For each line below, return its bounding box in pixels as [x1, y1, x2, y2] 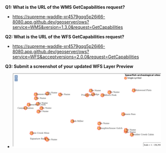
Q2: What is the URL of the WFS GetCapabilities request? [5, 34, 124, 39]
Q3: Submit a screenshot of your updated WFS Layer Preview [5, 64, 133, 69]
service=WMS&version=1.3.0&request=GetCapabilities [12, 24, 124, 30]
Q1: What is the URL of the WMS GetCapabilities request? [5, 4, 125, 10]
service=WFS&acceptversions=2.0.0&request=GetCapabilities [12, 54, 139, 60]
